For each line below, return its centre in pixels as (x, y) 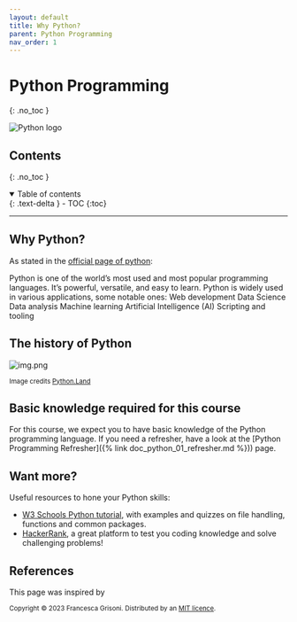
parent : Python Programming (61, 34)
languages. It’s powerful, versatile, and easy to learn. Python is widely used (146, 287)
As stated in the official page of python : (81, 260)
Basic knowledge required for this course (125, 408)
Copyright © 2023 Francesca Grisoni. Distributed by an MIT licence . (113, 609)
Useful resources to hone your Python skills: (90, 498)
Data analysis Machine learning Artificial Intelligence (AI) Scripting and (137, 306)
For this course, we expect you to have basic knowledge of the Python (137, 430)
